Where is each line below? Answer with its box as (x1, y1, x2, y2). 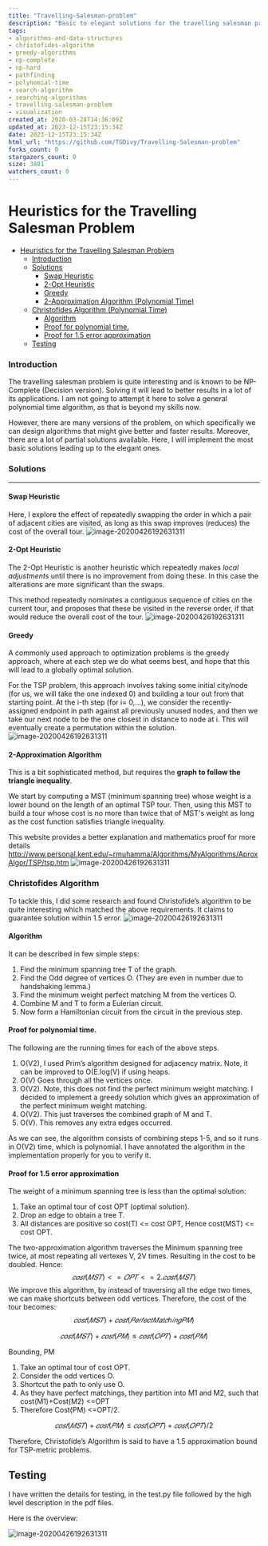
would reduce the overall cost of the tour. (8, 612, 144, 622)
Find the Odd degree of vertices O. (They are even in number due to (19, 972, 243, 983)
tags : (8, 26, 26, 34)
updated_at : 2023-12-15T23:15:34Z (8, 123, 124, 131)
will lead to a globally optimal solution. (8, 665, 134, 675)
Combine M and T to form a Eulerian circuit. (19, 998, 164, 1007)
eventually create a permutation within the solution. (8, 723, 177, 733)
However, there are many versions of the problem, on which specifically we (8, 418, 256, 427)
